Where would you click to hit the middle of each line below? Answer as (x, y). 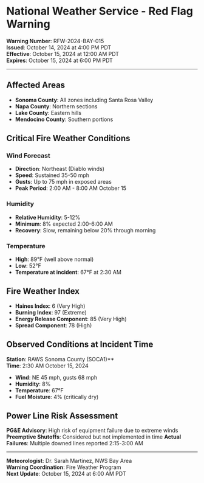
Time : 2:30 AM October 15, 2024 (48, 366)
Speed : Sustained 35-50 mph (52, 175)
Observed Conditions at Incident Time (80, 345)
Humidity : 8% (33, 384)
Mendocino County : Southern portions (64, 119)
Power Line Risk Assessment (62, 416)
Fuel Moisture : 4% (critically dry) (57, 397)
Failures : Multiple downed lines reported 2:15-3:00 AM (75, 443)
